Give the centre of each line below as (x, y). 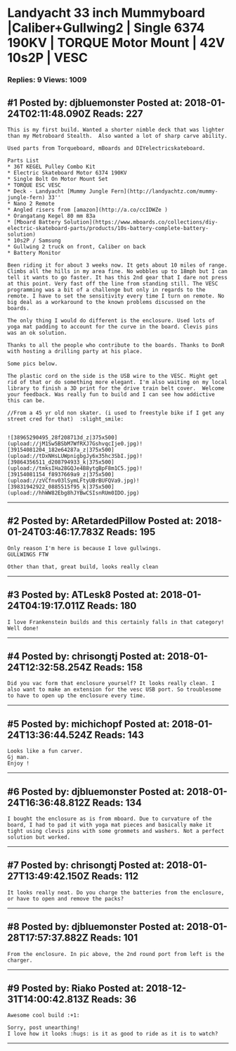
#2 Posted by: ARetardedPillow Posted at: (100, 521)
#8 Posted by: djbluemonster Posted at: (96, 927)
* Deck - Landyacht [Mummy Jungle (58, 191)
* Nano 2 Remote (31, 203)
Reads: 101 (114, 938)
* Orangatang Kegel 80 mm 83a (52, 216)
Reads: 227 (118, 114)
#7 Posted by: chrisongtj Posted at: (86, 866)
